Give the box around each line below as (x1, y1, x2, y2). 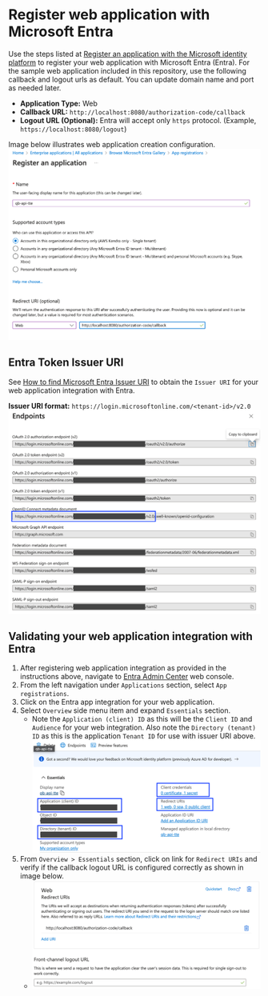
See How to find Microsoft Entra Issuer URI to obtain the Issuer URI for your (8, 377, 258, 386)
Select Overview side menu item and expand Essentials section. (19, 706, 231, 715)
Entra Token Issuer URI (8, 356, 124, 370)
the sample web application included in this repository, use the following (8, 66, 246, 75)
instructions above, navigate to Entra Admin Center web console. (19, 672, 234, 682)
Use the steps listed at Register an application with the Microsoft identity (8, 49, 248, 58)
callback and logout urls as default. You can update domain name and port (8, 74, 254, 84)
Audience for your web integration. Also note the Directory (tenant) (31, 722, 256, 733)
